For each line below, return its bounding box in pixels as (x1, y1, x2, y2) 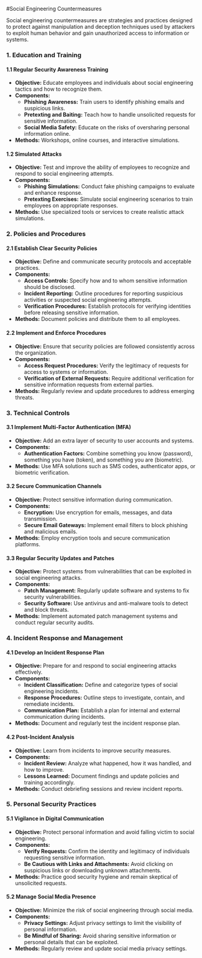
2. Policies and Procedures (6, 230, 86, 238)
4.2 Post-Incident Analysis (6, 733, 75, 740)
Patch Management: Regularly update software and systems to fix (23, 587, 189, 594)
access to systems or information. (23, 368, 108, 375)
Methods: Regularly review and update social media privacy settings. (14, 945, 188, 952)
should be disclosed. (23, 284, 76, 291)
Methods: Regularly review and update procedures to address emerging (14, 387, 195, 394)
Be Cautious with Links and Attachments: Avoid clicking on (23, 860, 173, 867)
